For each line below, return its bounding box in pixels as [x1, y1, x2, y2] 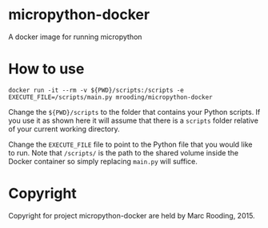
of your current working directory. [8, 124, 120, 133]
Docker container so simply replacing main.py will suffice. [8, 156, 198, 166]
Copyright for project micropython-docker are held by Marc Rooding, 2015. [8, 210, 255, 220]
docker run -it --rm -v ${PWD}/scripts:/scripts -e [8, 86, 184, 94]
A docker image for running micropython [8, 32, 142, 41]
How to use [8, 60, 85, 78]
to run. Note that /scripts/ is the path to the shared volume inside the [8, 147, 238, 157]
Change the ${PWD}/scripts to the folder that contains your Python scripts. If [8, 107, 261, 116]
